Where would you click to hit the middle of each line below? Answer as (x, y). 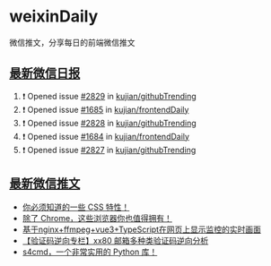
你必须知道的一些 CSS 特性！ (76, 207)
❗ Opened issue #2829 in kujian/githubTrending (109, 96)
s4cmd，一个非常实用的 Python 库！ (90, 252)
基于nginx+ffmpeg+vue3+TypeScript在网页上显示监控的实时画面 (142, 229)
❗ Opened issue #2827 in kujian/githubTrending (109, 150)
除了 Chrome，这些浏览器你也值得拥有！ (97, 218)
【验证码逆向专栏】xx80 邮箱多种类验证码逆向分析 (115, 240)
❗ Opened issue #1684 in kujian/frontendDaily (106, 136)
